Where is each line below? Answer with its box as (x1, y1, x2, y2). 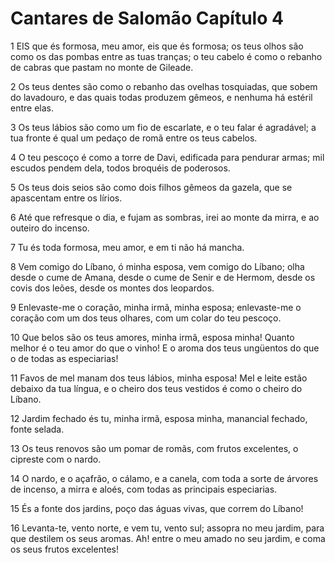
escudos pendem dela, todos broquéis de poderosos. (10, 162, 231, 174)
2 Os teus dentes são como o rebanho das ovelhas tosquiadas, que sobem (10, 80, 318, 92)
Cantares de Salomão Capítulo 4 (10, 7, 284, 30)
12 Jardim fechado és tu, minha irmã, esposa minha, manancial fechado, (10, 412, 308, 424)
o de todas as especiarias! (10, 352, 119, 364)
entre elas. (10, 102, 54, 114)
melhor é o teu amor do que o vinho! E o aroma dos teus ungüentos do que (10, 342, 320, 354)
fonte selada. (10, 423, 65, 435)
